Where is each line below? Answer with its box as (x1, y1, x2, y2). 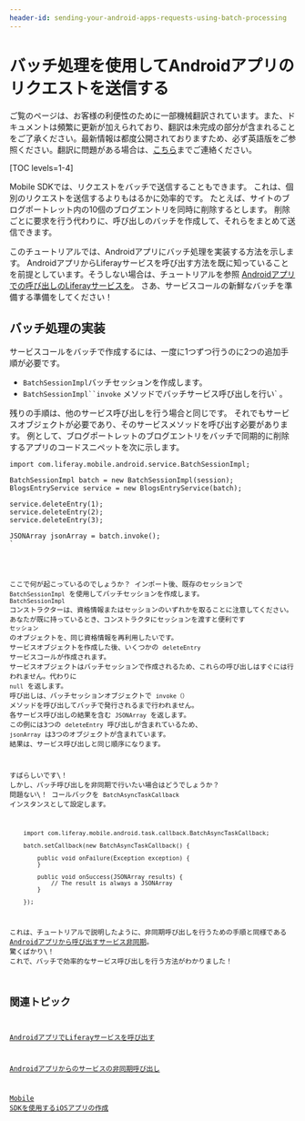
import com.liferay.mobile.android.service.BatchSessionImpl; (9, 460, 250, 470)
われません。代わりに (9, 672, 77, 682)
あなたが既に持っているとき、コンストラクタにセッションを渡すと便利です (9, 615, 246, 624)
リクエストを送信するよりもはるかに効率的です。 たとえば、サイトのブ (25, 192, 290, 203)
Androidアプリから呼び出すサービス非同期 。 (9, 937, 154, 946)
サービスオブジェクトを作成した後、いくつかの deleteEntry (9, 643, 201, 652)
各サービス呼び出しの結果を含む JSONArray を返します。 (9, 711, 191, 720)
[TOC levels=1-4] (9, 162, 74, 173)
